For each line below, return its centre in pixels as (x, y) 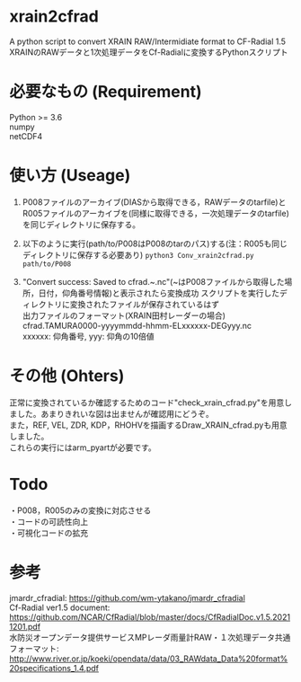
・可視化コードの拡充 (49, 533)
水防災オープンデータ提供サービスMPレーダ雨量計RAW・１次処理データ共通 (150, 637)
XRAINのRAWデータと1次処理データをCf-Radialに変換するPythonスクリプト (149, 52)
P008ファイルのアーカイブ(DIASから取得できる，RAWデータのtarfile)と (154, 202)
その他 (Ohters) (67, 376)
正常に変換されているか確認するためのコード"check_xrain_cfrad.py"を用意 (147, 403)
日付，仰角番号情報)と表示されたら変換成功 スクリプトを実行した (159, 293)
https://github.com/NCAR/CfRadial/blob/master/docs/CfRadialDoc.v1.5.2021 (150, 616)
